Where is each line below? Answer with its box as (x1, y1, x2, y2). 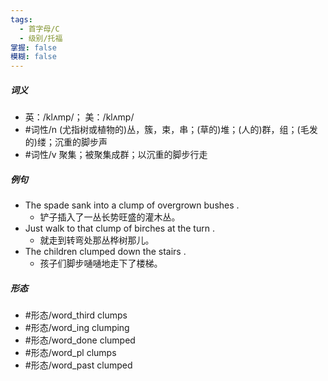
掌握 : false (10, 42, 57, 53)
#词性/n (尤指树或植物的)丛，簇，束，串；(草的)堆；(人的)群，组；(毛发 (24, 124, 318, 136)
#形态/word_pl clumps (24, 347, 117, 359)
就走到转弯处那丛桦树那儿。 (39, 234, 155, 246)
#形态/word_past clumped (24, 359, 133, 371)
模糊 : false (10, 52, 57, 62)
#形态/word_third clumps (24, 309, 128, 321)
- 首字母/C (19, 24, 60, 34)
